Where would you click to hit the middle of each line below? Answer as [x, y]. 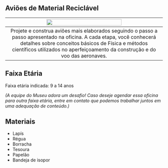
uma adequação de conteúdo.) [37, 106]
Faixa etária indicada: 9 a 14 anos [39, 85]
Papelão [21, 155]
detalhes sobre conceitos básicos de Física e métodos [84, 43]
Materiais [20, 122]
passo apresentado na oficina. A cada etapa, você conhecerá [84, 37]
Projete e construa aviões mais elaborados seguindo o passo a [84, 30]
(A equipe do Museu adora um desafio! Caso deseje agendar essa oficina [82, 95]
